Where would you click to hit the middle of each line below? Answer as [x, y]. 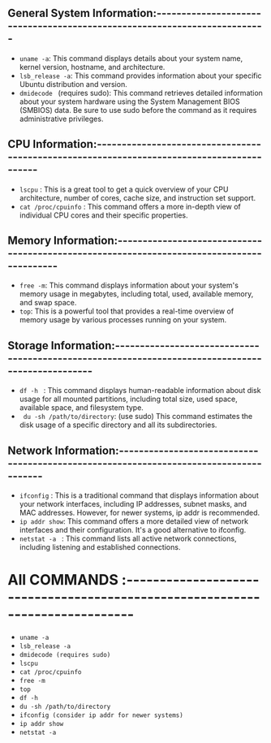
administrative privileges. [61, 119]
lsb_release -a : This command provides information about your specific [140, 76]
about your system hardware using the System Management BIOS [129, 102]
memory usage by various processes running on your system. [123, 320]
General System [49, 13]
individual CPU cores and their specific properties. [103, 215]
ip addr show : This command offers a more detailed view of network [134, 521]
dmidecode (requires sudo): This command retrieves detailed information [141, 93]
